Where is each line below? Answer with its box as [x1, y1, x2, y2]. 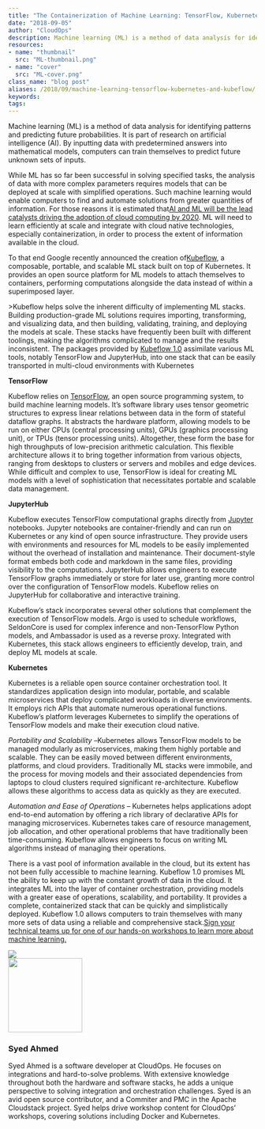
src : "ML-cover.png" [15, 70, 83, 78]
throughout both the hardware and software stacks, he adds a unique [8, 1078, 234, 1088]
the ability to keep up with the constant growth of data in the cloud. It [8, 876, 233, 885]
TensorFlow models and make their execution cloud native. [8, 721, 200, 730]
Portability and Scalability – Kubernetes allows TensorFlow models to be [8, 736, 242, 745]
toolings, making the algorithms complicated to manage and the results [8, 335, 239, 345]
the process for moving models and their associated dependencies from [8, 769, 243, 779]
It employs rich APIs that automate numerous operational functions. [8, 703, 227, 713]
